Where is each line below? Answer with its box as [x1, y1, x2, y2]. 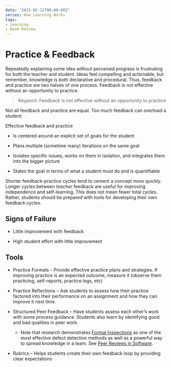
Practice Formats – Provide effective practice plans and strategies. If [12, 266, 158, 273]
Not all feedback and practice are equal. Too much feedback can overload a [5, 107, 166, 113]
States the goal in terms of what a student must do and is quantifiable [12, 168, 160, 175]
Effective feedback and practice [5, 123, 73, 129]
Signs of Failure [5, 215, 56, 223]
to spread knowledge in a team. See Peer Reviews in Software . [20, 340, 153, 346]
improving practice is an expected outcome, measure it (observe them [12, 272, 162, 278]
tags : [5, 17, 17, 22]
